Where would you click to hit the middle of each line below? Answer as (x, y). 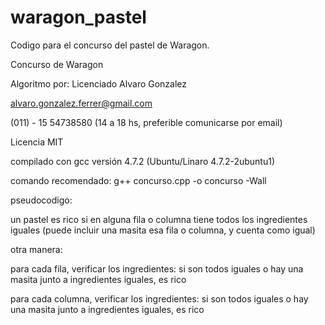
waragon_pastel (78, 17)
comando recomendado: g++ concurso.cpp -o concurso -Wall (138, 180)
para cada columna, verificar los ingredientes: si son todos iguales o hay (159, 298)
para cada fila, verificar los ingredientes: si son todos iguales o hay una (157, 268)
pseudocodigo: (41, 200)
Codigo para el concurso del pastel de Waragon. (110, 45)
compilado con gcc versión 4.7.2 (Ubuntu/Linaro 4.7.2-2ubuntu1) (143, 161)
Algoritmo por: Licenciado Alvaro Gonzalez (99, 83)
